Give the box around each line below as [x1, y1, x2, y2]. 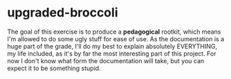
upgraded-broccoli [7, 5, 118, 21]
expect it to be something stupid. [7, 64, 102, 72]
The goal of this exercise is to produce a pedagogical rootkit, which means [7, 27, 221, 36]
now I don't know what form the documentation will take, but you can [7, 56, 205, 65]
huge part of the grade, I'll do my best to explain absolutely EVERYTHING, [7, 42, 218, 50]
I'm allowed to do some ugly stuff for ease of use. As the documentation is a [7, 34, 225, 43]
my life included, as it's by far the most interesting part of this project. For [7, 49, 216, 58]
